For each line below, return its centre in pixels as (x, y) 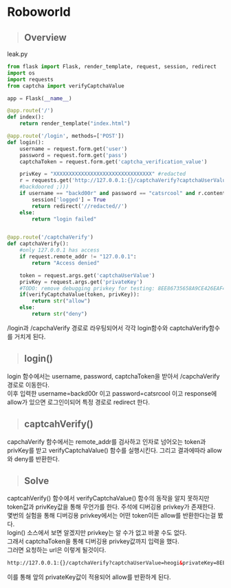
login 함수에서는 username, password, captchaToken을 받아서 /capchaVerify (113, 376)
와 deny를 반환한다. (33, 458)
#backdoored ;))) (44, 187)
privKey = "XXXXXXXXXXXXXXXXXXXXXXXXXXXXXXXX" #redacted (103, 174)
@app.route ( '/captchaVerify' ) (51, 237)
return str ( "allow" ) (61, 301)
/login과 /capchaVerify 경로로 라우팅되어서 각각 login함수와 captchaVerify (108, 327)
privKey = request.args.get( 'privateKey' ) (81, 282)
